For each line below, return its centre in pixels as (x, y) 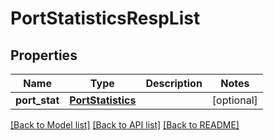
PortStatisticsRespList (105, 18)
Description (174, 83)
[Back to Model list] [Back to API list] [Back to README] (125, 125)
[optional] (234, 100)
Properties (44, 55)
